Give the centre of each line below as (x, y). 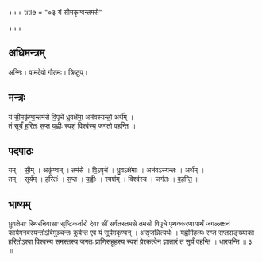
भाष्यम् (19, 204)
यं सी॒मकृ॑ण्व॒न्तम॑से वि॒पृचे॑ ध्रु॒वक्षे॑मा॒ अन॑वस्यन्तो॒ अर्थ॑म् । (71, 117)
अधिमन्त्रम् (27, 53)
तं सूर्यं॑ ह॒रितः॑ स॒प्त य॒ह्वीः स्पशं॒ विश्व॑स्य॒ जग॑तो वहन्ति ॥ (72, 125)
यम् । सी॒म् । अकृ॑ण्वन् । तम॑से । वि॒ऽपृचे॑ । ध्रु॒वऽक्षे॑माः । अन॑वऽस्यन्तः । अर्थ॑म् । (106, 170)
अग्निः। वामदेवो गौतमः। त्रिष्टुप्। (48, 72)
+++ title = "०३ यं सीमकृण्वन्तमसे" (55, 12)
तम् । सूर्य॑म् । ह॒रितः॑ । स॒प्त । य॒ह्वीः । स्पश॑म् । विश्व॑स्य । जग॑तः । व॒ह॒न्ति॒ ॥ (104, 179)
